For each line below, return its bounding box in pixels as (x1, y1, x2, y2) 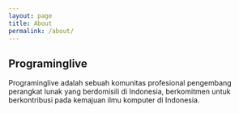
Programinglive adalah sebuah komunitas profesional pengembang (8, 78, 233, 88)
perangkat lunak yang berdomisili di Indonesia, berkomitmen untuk (8, 86, 231, 97)
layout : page (8, 11, 53, 20)
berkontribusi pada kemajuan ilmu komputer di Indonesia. (8, 95, 200, 105)
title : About (8, 19, 53, 27)
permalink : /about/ (8, 27, 75, 35)
